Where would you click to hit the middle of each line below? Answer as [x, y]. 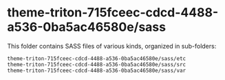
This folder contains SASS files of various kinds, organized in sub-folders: [112, 46]
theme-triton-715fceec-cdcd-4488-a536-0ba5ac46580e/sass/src [97, 64]
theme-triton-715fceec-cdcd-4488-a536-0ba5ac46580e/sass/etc [97, 58]
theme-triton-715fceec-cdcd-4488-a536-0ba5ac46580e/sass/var [97, 70]
